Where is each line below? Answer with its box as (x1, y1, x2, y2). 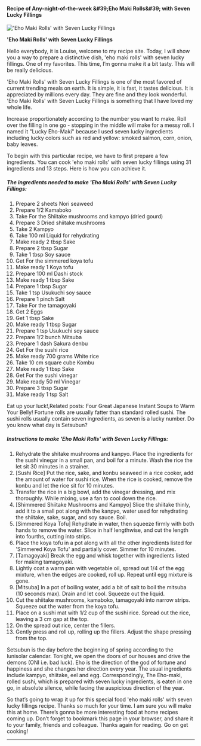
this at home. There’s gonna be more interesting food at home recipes (7, 709, 178, 716)
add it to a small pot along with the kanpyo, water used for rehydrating (15, 507, 188, 514)
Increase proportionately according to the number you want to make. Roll (7, 115, 187, 123)
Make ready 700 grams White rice (15, 353, 99, 360)
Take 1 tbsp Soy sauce (15, 251, 71, 258)
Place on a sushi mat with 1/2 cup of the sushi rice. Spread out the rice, (15, 609, 190, 616)
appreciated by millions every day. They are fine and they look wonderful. (7, 91, 187, 98)
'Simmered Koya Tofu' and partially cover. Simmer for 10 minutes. (15, 546, 177, 553)
